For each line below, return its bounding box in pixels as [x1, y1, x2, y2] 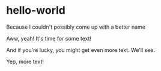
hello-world [6, 4, 66, 17]
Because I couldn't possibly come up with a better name [6, 23, 146, 30]
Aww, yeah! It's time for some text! [6, 35, 92, 42]
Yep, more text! [6, 58, 44, 65]
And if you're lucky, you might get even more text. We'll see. [6, 46, 155, 54]
